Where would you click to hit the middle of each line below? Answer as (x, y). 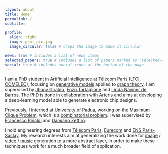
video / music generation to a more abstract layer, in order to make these (80, 141)
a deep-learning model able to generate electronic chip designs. (71, 100)
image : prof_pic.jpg (31, 42)
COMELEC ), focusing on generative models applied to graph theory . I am (80, 84)
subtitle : (15, 24)
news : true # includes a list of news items (52, 55)
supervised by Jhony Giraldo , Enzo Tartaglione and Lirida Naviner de (76, 90)
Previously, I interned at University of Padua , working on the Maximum (78, 110)
